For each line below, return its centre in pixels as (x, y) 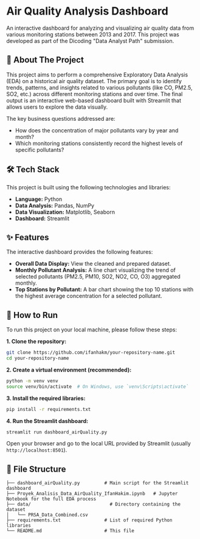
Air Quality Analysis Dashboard (87, 11)
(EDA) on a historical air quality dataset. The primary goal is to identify (94, 81)
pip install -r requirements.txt (49, 409)
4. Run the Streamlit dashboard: (47, 421)
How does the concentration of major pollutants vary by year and (97, 130)
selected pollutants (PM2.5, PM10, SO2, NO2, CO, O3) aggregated (98, 277)
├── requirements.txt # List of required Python (89, 520)
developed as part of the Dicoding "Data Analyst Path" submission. (90, 41)
